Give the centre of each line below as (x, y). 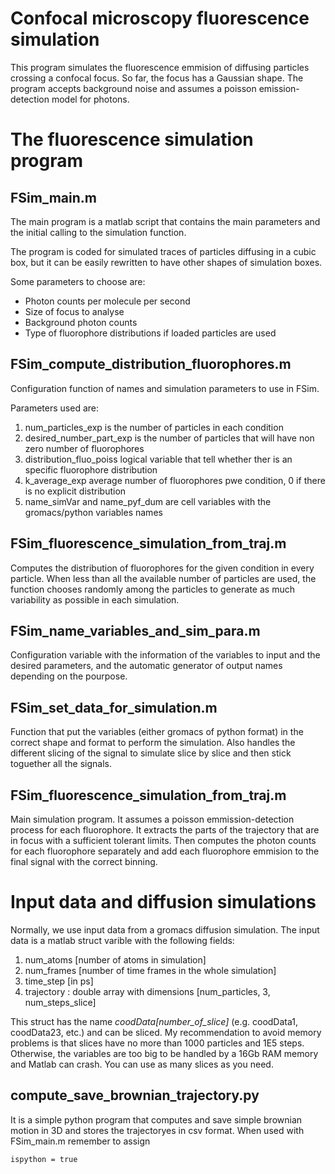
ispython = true (44, 1159)
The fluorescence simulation (132, 139)
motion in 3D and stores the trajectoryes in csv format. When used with (157, 1130)
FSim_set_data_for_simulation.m (114, 707)
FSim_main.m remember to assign (80, 1141)
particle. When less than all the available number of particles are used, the (163, 578)
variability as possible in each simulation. (95, 599)
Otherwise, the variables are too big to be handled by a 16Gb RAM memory (164, 1053)
